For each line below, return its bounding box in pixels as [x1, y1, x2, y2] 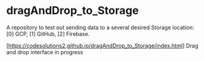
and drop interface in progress [6, 48, 84, 55]
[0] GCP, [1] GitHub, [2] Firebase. [6, 30, 90, 37]
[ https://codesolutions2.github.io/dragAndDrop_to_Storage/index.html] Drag [6, 42, 198, 49]
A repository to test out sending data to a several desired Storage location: [6, 24, 194, 31]
